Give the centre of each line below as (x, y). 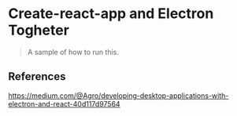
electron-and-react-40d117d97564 (64, 103)
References (37, 76)
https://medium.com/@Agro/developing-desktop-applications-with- (119, 96)
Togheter (39, 30)
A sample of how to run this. (73, 52)
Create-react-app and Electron (111, 14)
